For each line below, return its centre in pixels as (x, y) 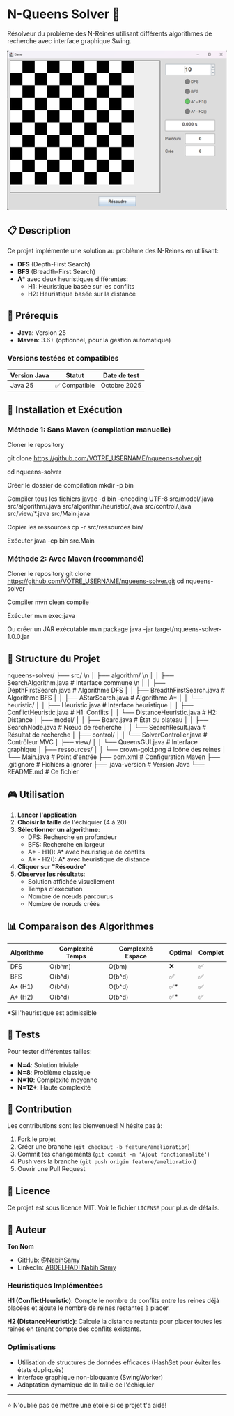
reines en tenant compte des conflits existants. (74, 1329)
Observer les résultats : (51, 874)
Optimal (181, 952)
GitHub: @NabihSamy (48, 1260)
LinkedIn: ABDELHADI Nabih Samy (67, 1267)
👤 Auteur (27, 1229)
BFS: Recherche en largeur (66, 844)
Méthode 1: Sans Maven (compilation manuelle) (89, 430)
